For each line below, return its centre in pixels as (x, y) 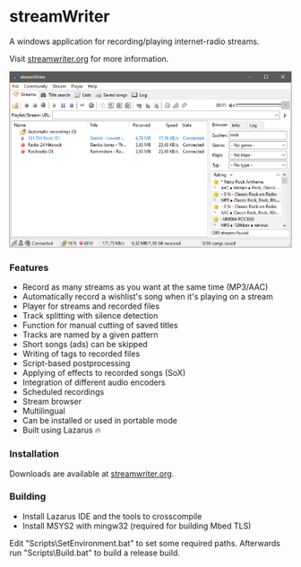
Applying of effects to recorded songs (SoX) (104, 373)
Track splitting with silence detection (90, 316)
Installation (34, 454)
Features (29, 267)
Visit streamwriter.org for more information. (89, 58)
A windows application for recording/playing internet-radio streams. (134, 41)
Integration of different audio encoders (94, 382)
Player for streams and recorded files (90, 306)
